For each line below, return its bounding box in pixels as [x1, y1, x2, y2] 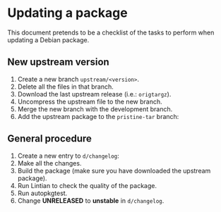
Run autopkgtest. [17, 189, 68, 197]
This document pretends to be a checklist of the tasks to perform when [7, 28, 215, 37]
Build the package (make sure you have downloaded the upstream [17, 166, 211, 175]
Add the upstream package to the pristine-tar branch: [17, 112, 179, 120]
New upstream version [7, 56, 109, 68]
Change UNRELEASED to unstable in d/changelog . [17, 196, 165, 205]
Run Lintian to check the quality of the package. [17, 181, 157, 189]
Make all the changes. [17, 158, 82, 167]
